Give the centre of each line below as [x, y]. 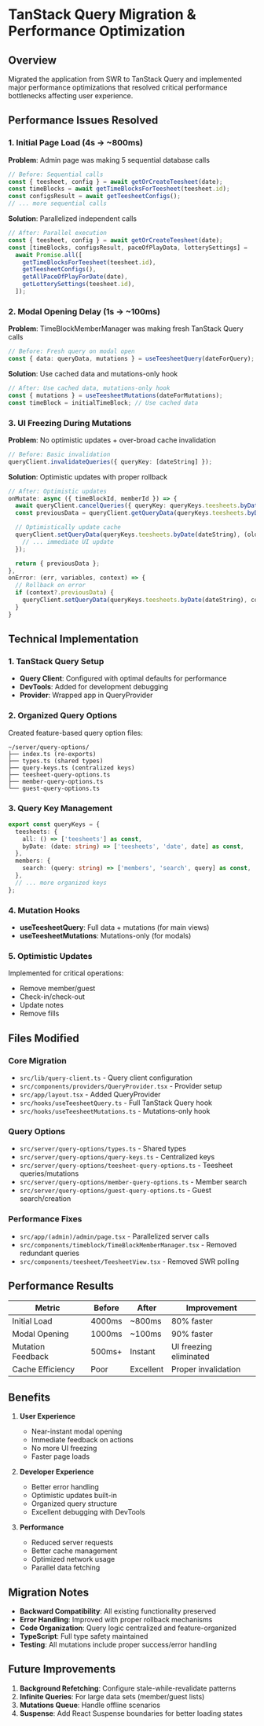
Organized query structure [74, 1504]
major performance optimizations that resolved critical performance [118, 87]
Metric [48, 1308]
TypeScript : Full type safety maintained [84, 1636]
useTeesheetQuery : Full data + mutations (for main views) [114, 927]
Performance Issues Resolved [83, 121]
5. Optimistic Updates [50, 956]
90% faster [192, 1334]
